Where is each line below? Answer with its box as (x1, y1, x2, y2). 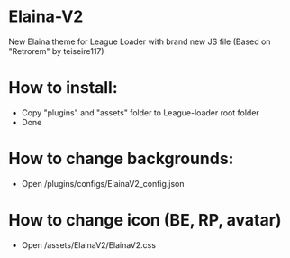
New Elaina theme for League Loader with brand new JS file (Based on (8, 36, 271, 47)
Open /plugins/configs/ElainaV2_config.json (21, 178, 186, 189)
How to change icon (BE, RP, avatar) (8, 210, 282, 230)
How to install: (8, 78, 118, 98)
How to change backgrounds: (8, 149, 234, 169)
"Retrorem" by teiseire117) (8, 45, 104, 56)
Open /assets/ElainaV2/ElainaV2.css (21, 239, 157, 250)
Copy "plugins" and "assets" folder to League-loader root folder (21, 106, 260, 118)
